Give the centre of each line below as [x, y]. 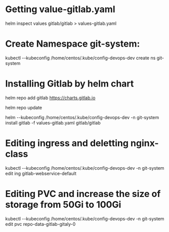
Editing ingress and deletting [67, 143]
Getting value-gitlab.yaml [60, 9]
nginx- [145, 143]
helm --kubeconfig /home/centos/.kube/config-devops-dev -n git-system [82, 117]
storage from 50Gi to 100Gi [63, 204]
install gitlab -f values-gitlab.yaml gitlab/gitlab [53, 123]
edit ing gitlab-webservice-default [41, 173]
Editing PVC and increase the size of [83, 194]
